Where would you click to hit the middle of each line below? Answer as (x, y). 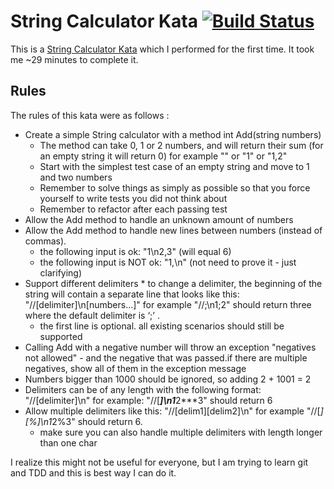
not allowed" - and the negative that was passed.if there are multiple (166, 357)
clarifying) (61, 272)
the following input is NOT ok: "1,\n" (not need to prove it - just (168, 262)
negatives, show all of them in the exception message (135, 368)
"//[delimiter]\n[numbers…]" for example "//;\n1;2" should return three (168, 304)
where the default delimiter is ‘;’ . (92, 315)
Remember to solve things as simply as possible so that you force (175, 187)
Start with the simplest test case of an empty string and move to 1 (174, 166)
